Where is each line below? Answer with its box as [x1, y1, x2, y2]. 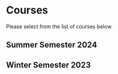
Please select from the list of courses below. [6, 23, 113, 30]
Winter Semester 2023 [6, 60, 91, 70]
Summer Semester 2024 [6, 40, 98, 50]
